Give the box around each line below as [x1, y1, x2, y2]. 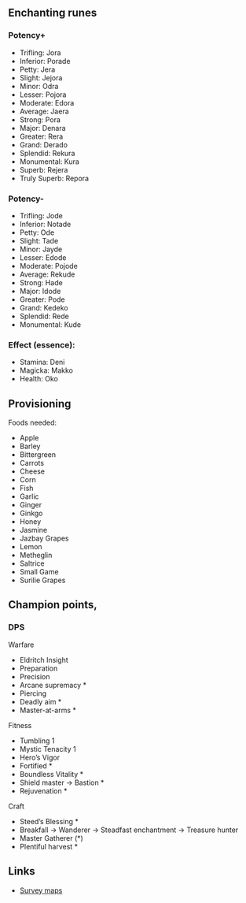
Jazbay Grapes [19, 533, 69, 543]
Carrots [19, 459, 45, 468]
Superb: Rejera [19, 165, 68, 174]
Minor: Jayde [19, 244, 63, 254]
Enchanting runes [8, 6, 97, 20]
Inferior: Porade [19, 56, 71, 65]
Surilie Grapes [19, 575, 66, 585]
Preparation [19, 663, 58, 673]
